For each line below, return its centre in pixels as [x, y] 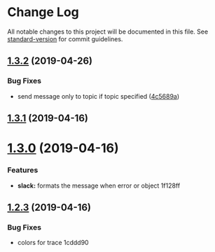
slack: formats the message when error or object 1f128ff [99, 185]
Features [23, 170]
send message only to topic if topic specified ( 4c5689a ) [98, 96]
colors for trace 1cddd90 [53, 243]
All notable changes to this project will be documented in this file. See [108, 31]
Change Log [43, 12]
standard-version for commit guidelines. [65, 38]
